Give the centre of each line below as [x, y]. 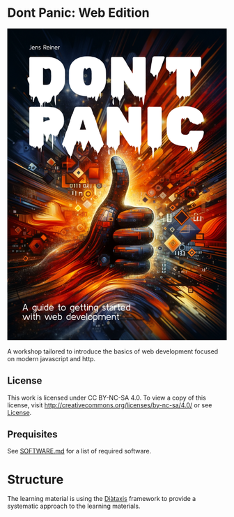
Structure [36, 479]
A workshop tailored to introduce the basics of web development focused [113, 351]
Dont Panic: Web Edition [78, 13]
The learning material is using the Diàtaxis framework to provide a [102, 499]
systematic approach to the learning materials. [74, 506]
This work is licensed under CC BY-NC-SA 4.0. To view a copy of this [107, 398]
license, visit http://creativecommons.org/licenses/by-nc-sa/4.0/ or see [110, 405]
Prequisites [32, 434]
